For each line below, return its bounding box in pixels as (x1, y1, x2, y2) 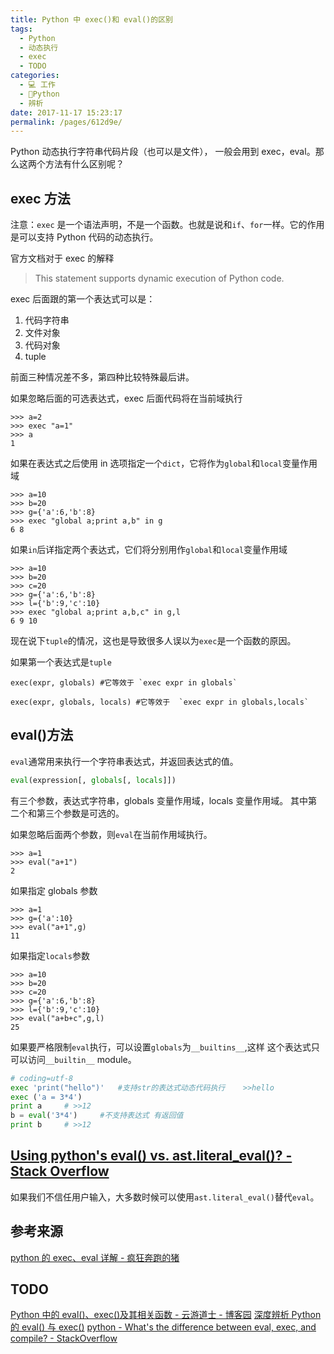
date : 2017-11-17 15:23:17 (10, 107, 123, 118)
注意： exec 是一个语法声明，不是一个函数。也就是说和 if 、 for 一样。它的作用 (10, 219, 325, 231)
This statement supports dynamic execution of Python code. (34, 272, 285, 285)
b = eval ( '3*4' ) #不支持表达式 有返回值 (10, 1111, 184, 1121)
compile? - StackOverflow (10, 1332, 118, 1345)
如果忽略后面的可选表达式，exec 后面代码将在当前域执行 (10, 392, 243, 405)
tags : (10, 24, 33, 34)
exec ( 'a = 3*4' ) (10, 1092, 83, 1102)
